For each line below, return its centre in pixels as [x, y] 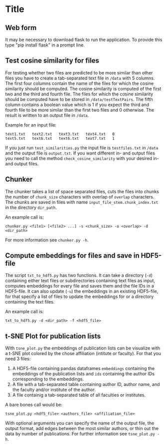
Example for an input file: [31, 125]
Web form [21, 28]
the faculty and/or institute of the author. [54, 390]
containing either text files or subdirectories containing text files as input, [80, 280]
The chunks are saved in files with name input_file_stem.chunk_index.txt [82, 202]
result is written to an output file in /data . [47, 115]
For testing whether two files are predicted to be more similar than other [79, 72]
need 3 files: [18, 359]
